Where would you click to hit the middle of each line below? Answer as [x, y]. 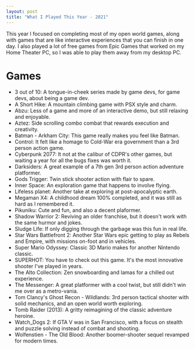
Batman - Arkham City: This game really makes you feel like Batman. [97, 136]
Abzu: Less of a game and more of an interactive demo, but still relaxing [101, 111]
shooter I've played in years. [49, 266]
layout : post [22, 11]
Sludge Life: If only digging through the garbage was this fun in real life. [101, 229]
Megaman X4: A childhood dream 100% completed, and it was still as [98, 198]
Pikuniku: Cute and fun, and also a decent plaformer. [78, 210]
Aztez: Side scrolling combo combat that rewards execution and [92, 123]
